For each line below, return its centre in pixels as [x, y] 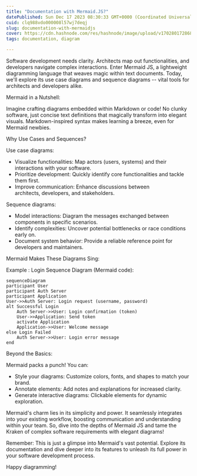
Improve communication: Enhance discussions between [82, 187]
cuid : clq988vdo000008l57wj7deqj [47, 22]
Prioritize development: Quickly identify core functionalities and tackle [99, 174]
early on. [25, 234]
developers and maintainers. [49, 247]
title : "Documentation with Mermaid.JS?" [57, 11]
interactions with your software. [53, 168]
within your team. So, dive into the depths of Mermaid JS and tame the [91, 425]
